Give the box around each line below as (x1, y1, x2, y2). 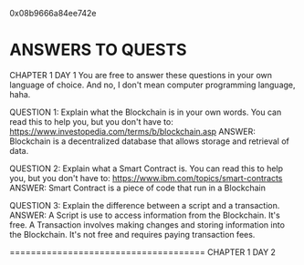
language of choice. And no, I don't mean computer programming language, (9, 79, 296, 90)
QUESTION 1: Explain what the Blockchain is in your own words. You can (9, 107, 282, 117)
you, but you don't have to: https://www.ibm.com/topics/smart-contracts (9, 172, 283, 183)
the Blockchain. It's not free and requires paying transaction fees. (9, 229, 256, 240)
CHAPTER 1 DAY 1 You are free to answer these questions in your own (9, 69, 272, 80)
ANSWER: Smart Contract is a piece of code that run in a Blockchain (9, 182, 267, 193)
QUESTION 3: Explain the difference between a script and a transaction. (9, 199, 280, 210)
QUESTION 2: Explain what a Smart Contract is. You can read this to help (9, 163, 284, 174)
